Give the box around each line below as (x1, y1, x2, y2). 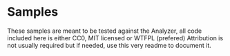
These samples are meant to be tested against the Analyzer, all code (7, 27, 202, 35)
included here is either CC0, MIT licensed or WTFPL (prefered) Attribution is (7, 33, 223, 42)
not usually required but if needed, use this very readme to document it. (7, 41, 212, 49)
